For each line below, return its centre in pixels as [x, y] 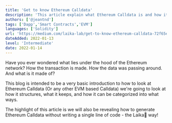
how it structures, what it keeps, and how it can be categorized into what [82, 94]
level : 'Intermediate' [29, 43]
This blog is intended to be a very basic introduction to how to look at [78, 83]
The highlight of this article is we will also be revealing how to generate [80, 109]
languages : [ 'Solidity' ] [32, 29]
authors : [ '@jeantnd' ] [29, 19]
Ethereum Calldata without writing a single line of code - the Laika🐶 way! [82, 115]
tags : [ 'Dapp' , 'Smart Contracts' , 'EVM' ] [49, 24]
